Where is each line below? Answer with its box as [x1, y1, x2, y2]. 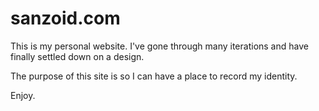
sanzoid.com [10, 7, 121, 30]
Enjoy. [10, 89, 36, 101]
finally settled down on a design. [10, 50, 145, 62]
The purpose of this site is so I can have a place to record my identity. [10, 70, 298, 82]
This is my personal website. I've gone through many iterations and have [10, 40, 309, 52]
